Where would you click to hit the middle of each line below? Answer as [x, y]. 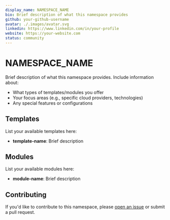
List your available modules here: [40, 169]
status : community [25, 38]
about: [12, 82]
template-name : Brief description [48, 141]
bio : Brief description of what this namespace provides [67, 15]
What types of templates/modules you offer [58, 92]
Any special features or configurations [53, 103]
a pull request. [20, 212]
